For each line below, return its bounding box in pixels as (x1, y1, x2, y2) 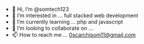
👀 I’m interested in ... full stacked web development (11, 12, 139, 19)
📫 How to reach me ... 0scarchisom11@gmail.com (11, 32, 136, 38)
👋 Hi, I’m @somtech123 (11, 6, 69, 12)
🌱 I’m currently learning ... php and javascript (11, 18, 123, 25)
